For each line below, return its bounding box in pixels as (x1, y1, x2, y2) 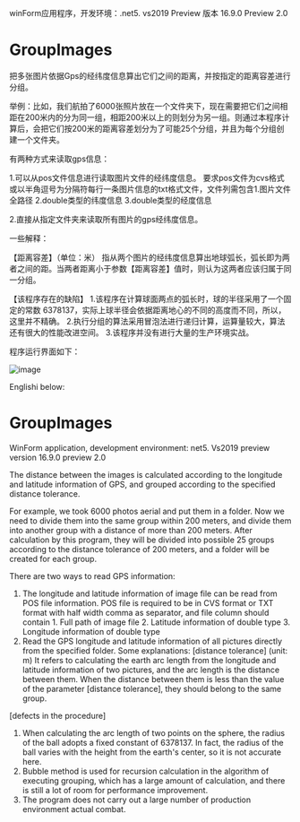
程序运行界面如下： (9, 346, 81, 357)
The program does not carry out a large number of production (21, 794, 252, 805)
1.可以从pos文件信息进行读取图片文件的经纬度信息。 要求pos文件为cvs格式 (9, 172, 285, 183)
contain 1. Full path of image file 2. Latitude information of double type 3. (21, 617, 291, 627)
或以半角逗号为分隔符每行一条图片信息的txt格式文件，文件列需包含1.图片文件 (9, 183, 291, 195)
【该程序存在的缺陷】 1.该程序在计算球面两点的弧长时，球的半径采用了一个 (9, 293, 284, 304)
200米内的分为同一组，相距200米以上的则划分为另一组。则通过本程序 (24, 111, 282, 123)
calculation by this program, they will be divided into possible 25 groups (9, 534, 275, 545)
